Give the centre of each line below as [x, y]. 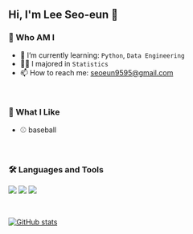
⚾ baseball [38, 130]
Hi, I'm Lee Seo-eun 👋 [64, 15]
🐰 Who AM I [31, 38]
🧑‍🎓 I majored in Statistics [64, 63]
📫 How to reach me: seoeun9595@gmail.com [96, 72]
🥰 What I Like [34, 111]
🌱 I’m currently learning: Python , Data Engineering [102, 55]
